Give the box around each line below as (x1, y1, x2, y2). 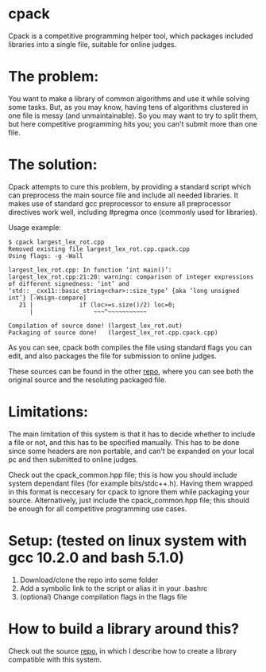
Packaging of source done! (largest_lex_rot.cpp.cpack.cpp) (8, 328, 218, 337)
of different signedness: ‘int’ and (8, 279, 129, 287)
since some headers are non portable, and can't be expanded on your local (8, 446, 255, 455)
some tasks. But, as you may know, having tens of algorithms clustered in (8, 102, 249, 111)
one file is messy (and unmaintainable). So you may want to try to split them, (8, 111, 259, 120)
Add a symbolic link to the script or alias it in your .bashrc (19, 583, 208, 593)
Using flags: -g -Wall (8, 252, 83, 260)
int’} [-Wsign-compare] (8, 294, 87, 302)
